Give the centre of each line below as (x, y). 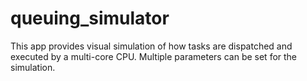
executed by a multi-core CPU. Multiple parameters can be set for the (154, 56)
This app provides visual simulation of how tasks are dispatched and (151, 46)
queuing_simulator (90, 18)
